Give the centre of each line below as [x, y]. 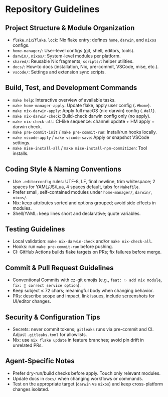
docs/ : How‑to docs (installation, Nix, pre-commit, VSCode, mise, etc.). [86, 67]
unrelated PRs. [28, 345]
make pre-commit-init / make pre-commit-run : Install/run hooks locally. [85, 132]
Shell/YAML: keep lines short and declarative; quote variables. [76, 213]
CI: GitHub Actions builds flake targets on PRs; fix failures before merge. [87, 252]
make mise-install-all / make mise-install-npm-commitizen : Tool [80, 148]
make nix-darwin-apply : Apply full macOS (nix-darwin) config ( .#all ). [84, 110]
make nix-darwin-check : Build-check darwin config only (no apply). [81, 116]
